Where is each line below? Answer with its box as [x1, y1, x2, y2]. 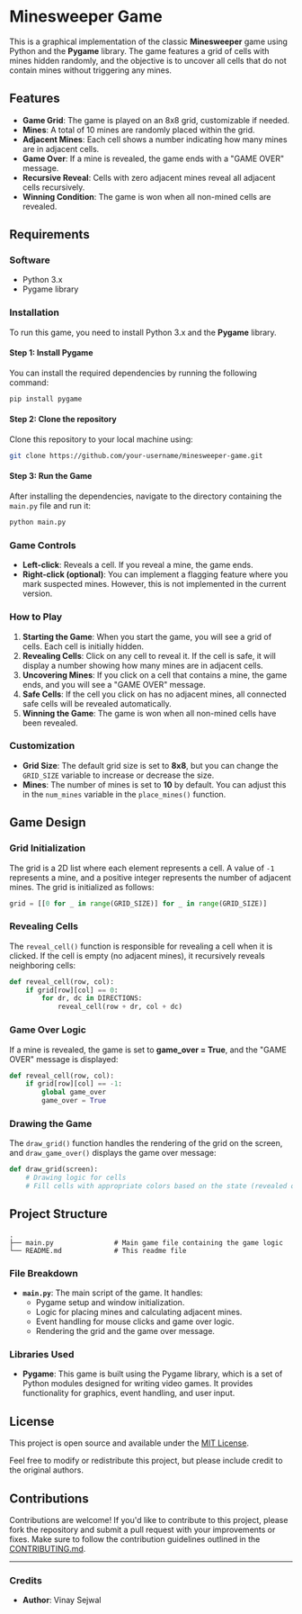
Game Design [9, 815, 87, 830]
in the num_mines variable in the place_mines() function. [22, 789, 226, 799]
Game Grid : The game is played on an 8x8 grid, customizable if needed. [22, 114, 290, 125]
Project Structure [9, 1206, 108, 1222]
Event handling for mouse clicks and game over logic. [35, 1316, 235, 1327]
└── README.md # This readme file [9, 1246, 187, 1255]
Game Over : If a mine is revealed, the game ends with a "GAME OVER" [22, 153, 285, 164]
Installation [9, 306, 60, 319]
